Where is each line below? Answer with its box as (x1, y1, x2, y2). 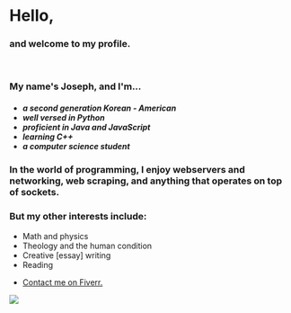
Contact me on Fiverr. (22, 276, 103, 288)
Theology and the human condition (22, 240, 153, 251)
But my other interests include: (9, 210, 147, 223)
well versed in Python (22, 112, 105, 122)
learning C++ (22, 131, 74, 142)
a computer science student (22, 141, 130, 151)
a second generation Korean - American (22, 103, 177, 113)
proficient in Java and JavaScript (22, 122, 151, 132)
